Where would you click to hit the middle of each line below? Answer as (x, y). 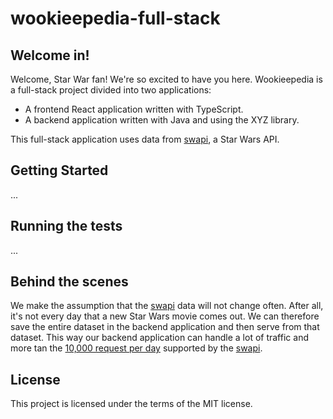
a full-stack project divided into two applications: (111, 90)
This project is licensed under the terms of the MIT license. (131, 404)
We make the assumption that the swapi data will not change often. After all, (167, 306)
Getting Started (59, 170)
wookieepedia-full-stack (115, 18)
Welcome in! (50, 55)
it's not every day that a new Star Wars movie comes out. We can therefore (165, 316)
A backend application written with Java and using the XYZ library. (162, 120)
